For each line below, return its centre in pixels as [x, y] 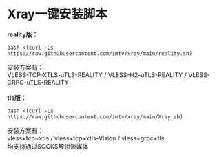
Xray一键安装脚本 [58, 14]
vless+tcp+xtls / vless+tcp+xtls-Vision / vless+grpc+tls [86, 138]
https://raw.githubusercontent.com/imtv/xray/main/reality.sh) [100, 53]
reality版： [23, 34]
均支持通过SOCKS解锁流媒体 [48, 146]
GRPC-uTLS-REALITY [38, 82]
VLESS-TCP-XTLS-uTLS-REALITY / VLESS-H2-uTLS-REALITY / [97, 75]
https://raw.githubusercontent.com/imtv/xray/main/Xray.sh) [95, 117]
